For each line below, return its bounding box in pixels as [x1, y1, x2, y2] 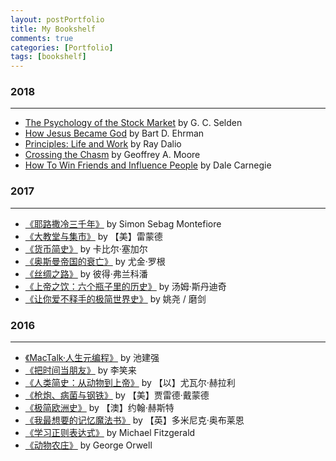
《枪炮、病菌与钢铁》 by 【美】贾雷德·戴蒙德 [24, 389, 210, 401]
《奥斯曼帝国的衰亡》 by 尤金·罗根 [24, 255, 166, 267]
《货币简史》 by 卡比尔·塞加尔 [24, 242, 148, 255]
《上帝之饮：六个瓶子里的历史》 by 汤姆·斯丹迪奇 [24, 280, 227, 292]
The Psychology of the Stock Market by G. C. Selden [24, 117, 243, 129]
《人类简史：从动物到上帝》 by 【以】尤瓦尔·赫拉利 [24, 377, 236, 389]
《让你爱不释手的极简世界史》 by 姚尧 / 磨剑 [24, 292, 207, 305]
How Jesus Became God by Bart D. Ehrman [24, 127, 205, 140]
